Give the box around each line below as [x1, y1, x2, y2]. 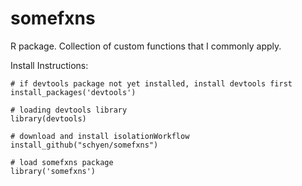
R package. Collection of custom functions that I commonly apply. [10, 40, 282, 52]
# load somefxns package [10, 157, 114, 167]
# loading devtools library [10, 105, 128, 115]
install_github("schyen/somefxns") [10, 140, 159, 150]
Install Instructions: [10, 59, 89, 71]
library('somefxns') [10, 166, 97, 176]
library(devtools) [10, 113, 87, 124]
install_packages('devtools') [10, 87, 137, 97]
